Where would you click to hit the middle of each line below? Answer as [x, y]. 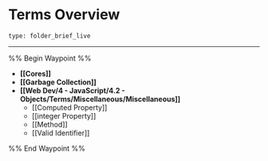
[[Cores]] [35, 73]
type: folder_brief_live [49, 36]
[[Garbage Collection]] [58, 82]
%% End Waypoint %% [47, 148]
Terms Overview [64, 15]
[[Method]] [49, 124]
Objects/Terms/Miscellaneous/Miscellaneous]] [100, 99]
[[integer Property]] [64, 116]
